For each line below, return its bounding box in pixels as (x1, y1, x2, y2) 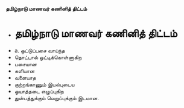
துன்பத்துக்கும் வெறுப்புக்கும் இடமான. (14, 94, 100, 101)
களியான (14, 67, 35, 74)
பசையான (14, 60, 37, 68)
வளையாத (14, 74, 37, 81)
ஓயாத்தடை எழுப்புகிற (14, 87, 64, 95)
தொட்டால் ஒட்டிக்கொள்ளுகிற (14, 54, 82, 61)
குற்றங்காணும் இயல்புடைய (14, 81, 75, 88)
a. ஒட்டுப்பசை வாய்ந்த (14, 46, 65, 54)
